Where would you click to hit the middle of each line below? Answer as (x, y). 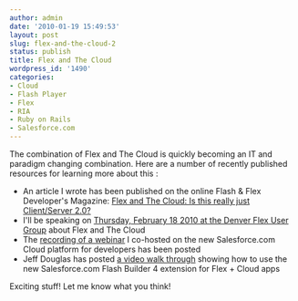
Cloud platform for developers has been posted (112, 249)
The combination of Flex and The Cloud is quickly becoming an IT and (141, 154)
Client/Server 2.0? (57, 210)
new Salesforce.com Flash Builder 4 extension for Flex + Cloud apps (151, 269)
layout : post (34, 35)
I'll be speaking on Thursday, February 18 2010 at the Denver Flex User (155, 220)
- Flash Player (38, 94)
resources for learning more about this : (84, 173)
